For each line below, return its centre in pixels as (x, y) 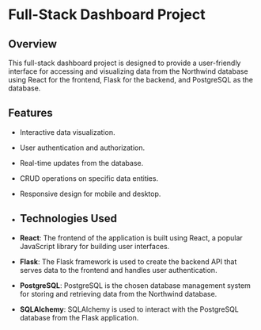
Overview (33, 44)
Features (30, 113)
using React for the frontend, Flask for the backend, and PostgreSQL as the (131, 80)
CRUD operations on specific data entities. (89, 178)
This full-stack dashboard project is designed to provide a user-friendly (125, 63)
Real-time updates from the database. (81, 163)
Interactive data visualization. (67, 132)
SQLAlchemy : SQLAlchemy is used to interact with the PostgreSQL (129, 309)
